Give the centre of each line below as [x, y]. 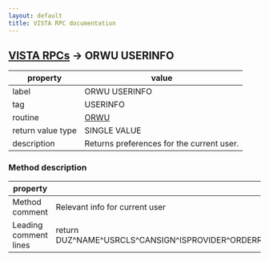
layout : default [35, 16]
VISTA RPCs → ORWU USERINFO [91, 56]
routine [26, 118]
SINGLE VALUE [113, 130]
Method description [48, 167]
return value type [45, 130]
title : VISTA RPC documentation [62, 23]
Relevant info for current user [111, 207]
